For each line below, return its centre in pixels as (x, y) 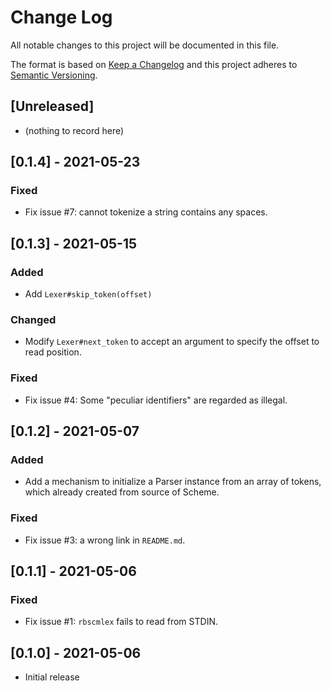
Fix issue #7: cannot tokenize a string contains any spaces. (146, 212)
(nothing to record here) (74, 130)
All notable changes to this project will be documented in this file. (145, 45)
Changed (33, 320)
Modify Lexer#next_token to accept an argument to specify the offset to (172, 342)
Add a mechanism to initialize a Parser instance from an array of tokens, (173, 482)
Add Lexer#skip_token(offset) (88, 294)
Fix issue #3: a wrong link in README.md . (105, 540)
